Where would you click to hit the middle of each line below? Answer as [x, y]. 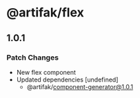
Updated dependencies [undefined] [67, 79]
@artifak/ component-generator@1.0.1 [80, 86]
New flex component [46, 72]
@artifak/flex [45, 13]
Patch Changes [33, 58]
